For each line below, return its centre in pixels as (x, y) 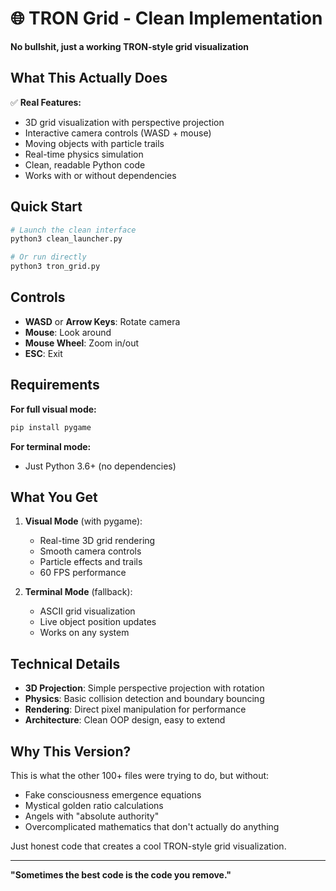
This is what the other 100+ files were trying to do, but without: (140, 775)
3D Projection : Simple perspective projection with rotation (144, 688)
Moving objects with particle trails (94, 143)
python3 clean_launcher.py (66, 239)
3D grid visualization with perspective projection (124, 122)
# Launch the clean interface (73, 230)
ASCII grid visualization (87, 611)
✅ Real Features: (46, 102)
